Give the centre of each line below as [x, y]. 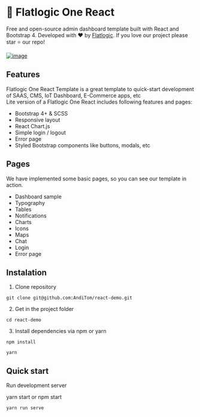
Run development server [37, 385]
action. [15, 185]
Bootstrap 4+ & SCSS [41, 113]
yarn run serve [25, 408]
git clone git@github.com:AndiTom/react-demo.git [69, 298]
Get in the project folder [44, 309]
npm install [21, 342]
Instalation [26, 272]
